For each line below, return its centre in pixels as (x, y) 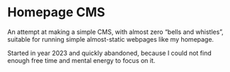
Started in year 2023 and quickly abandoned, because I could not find (109, 53)
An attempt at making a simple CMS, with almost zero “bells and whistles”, (116, 32)
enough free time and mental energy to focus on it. (81, 60)
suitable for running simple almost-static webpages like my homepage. (111, 39)
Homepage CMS (56, 12)
